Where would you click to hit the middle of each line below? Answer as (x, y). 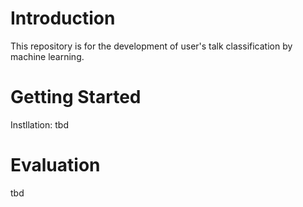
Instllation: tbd (39, 124)
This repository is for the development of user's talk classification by (151, 46)
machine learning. (47, 56)
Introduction (63, 18)
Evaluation (55, 165)
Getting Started (76, 97)
